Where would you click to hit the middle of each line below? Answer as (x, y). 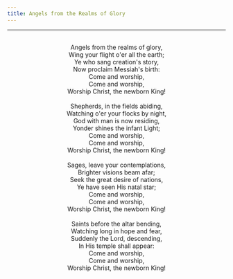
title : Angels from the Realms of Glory (67, 13)
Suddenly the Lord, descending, (116, 238)
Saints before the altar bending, (116, 224)
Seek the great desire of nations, (116, 179)
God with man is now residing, (116, 120)
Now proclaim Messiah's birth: (116, 69)
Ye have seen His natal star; (116, 187)
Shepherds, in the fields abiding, (116, 106)
